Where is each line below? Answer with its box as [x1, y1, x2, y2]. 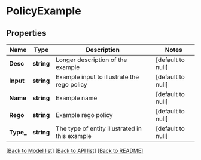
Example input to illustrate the [56, 73, 139, 81]
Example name [56, 94, 98, 102]
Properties [6, 28, 47, 38]
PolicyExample [6, 4, 82, 18]
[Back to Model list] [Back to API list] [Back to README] [6, 147, 144, 154]
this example [56, 132, 92, 140]
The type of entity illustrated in [56, 124, 142, 133]
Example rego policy [56, 111, 113, 119]
